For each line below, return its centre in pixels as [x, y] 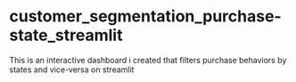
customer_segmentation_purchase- [146, 16]
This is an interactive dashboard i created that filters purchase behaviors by [148, 60]
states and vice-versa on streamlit [72, 70]
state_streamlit [66, 35]
